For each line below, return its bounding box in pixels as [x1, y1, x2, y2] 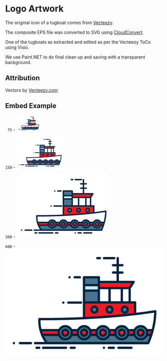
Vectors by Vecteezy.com [5, 87, 58, 93]
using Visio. [5, 44, 29, 50]
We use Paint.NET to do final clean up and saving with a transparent [5, 54, 145, 60]
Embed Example [5, 102, 56, 110]
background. [5, 59, 31, 65]
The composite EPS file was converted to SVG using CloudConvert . [5, 29, 144, 35]
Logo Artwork [5, 3, 64, 15]
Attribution [5, 74, 40, 83]
